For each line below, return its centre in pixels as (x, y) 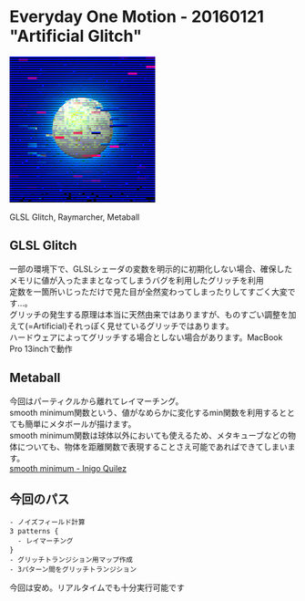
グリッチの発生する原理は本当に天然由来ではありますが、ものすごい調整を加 (153, 314)
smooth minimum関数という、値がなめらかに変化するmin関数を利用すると (148, 412)
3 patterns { (34, 532)
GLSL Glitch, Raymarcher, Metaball (75, 217)
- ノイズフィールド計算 (47, 523)
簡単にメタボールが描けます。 (81, 424)
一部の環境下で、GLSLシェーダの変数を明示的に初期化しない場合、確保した (151, 269)
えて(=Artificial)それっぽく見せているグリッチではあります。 (122, 326)
